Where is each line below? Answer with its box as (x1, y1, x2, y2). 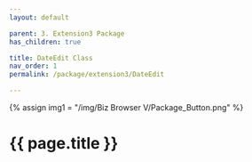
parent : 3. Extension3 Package (9, 28, 125, 38)
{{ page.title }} (9, 134, 119, 154)
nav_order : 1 (9, 61, 58, 71)
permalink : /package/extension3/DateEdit (9, 70, 165, 79)
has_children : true (9, 37, 82, 46)
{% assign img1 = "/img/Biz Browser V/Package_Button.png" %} (9, 102, 244, 112)
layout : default (9, 12, 69, 22)
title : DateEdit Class (9, 53, 93, 62)
